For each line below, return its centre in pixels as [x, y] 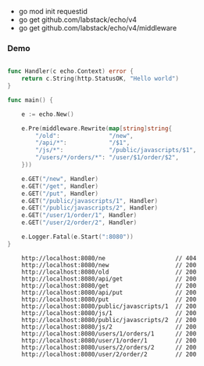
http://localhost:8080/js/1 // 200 [109, 313]
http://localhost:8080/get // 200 [109, 285]
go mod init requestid [53, 11]
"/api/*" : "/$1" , [83, 143]
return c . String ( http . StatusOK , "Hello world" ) [100, 79]
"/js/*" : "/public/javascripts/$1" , [116, 150]
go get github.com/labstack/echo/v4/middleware [98, 28]
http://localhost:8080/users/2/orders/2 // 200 [109, 347]
